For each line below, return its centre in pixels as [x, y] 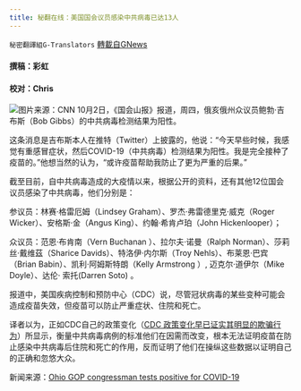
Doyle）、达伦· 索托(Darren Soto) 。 [74, 276]
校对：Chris [31, 88]
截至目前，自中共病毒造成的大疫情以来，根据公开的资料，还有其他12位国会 [147, 182]
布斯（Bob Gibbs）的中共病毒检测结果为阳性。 [95, 121]
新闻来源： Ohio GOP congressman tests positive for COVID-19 [125, 378]
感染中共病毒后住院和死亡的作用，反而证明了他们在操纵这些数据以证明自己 [154, 347]
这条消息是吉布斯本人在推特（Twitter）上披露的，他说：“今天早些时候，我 [146, 140]
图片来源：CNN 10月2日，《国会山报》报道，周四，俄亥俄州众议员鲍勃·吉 [151, 110]
